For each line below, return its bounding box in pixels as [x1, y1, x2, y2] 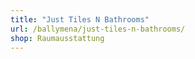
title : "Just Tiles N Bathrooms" [10, 14, 150, 25]
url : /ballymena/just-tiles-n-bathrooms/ [10, 24, 186, 34]
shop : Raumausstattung [10, 33, 105, 43]
